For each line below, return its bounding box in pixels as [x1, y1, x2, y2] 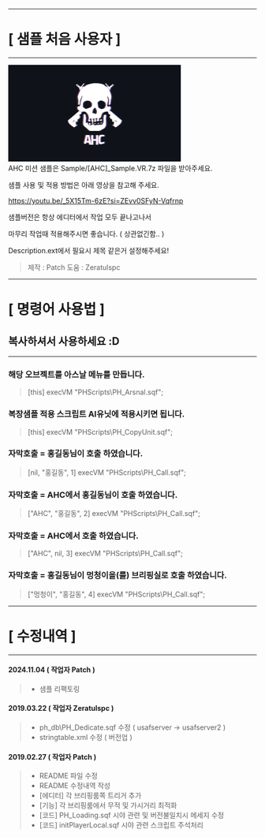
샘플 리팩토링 [39, 684, 80, 693]
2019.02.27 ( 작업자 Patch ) [8, 752, 97, 761]
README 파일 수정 [39, 771, 99, 781]
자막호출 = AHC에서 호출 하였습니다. [8, 530, 140, 541]
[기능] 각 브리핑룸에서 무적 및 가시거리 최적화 [39, 801, 177, 810]
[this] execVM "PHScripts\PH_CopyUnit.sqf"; [27, 427, 174, 436]
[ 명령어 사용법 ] [8, 301, 105, 319]
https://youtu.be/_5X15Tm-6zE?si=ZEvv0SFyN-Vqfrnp [8, 196, 184, 205]
